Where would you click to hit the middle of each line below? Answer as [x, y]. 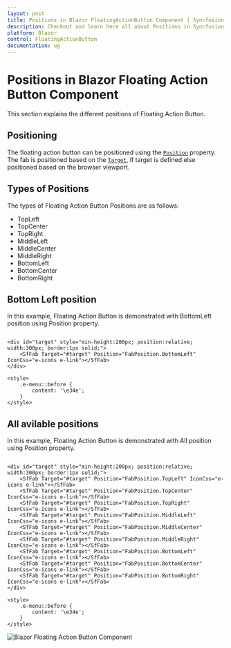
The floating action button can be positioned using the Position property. [112, 152]
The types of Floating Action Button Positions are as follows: [93, 206]
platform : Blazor [32, 33]
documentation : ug [34, 46]
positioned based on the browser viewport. [68, 167]
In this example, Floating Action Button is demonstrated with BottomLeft [110, 316]
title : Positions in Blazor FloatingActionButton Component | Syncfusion [116, 20]
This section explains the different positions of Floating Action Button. [107, 114]
